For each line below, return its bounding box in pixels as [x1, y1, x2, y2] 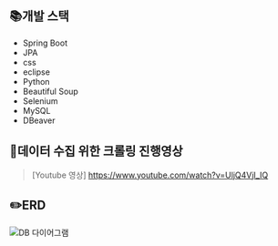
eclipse [22, 67, 50, 77]
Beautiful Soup [22, 86, 79, 97]
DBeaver [22, 115, 57, 126]
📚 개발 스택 [9, 8, 70, 25]
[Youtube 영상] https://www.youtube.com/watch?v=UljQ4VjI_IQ [31, 169, 269, 180]
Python [22, 76, 50, 87]
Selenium [22, 95, 58, 107]
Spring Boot [22, 37, 68, 48]
